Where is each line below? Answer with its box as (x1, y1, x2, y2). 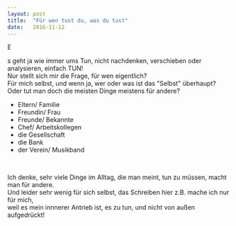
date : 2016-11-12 (7, 23, 65, 30)
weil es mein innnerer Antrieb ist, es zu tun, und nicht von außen (7, 203, 196, 212)
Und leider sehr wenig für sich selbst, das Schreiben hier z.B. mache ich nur (7, 188, 230, 197)
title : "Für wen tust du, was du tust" (7, 17, 129, 24)
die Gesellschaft (17, 130, 65, 139)
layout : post (7, 10, 46, 18)
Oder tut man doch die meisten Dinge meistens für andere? (7, 86, 181, 96)
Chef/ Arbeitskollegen (17, 123, 82, 132)
